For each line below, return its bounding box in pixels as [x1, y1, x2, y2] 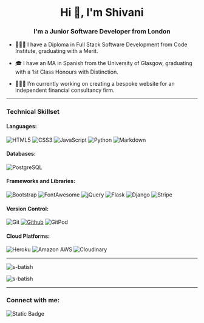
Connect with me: [6, 296, 60, 305]
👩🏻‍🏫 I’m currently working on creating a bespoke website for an [15, 80, 175, 88]
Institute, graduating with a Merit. [15, 47, 98, 55]
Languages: [6, 123, 38, 130]
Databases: [6, 150, 36, 158]
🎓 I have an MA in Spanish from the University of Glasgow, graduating [15, 60, 192, 67]
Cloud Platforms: [6, 232, 50, 240]
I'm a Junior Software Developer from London [33, 27, 171, 36]
